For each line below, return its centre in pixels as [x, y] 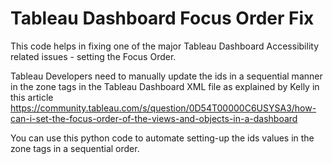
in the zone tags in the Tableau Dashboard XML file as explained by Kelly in [165, 86]
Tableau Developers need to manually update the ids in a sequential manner [166, 76]
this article [32, 97]
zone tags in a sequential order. [75, 148]
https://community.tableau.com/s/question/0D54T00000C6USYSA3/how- [163, 108]
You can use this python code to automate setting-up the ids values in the [162, 138]
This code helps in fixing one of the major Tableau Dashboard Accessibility [164, 46]
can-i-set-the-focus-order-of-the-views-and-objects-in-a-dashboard [154, 118]
